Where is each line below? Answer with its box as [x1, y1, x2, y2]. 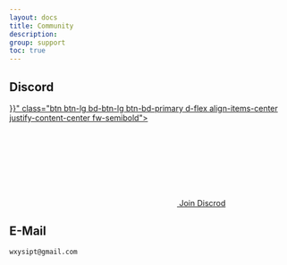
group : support [9, 37, 66, 47]
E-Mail [9, 224, 46, 239]
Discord [9, 79, 55, 95]
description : [9, 29, 58, 38]
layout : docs [9, 12, 58, 22]
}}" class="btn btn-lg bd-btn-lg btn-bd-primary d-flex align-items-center [9, 103, 279, 113]
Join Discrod [178, 197, 226, 208]
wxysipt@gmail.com [9, 247, 78, 256]
